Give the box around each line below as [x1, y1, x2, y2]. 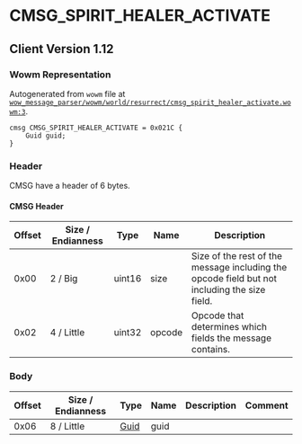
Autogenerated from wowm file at [9, 88, 126, 99]
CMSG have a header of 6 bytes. [9, 181, 130, 191]
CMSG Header [9, 200, 65, 211]
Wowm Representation [9, 68, 111, 81]
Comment [244, 399, 289, 412]
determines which [191, 321, 268, 333]
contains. [191, 343, 231, 356]
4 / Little [49, 326, 85, 339]
